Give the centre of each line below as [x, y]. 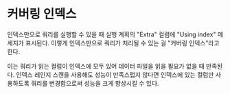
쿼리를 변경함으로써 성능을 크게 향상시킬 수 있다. [95, 83]
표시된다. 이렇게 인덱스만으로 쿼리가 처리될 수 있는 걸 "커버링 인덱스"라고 [122, 43]
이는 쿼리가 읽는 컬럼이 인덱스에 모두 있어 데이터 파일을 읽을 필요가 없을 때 [106, 66]
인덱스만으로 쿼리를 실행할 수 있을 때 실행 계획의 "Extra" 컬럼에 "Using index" [112, 34]
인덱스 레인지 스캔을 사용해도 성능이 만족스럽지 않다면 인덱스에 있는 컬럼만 [115, 74]
